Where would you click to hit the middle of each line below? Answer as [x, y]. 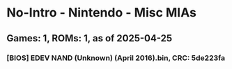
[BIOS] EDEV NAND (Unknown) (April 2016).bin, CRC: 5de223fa [116, 58]
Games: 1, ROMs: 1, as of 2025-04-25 [90, 38]
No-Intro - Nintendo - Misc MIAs [101, 13]
